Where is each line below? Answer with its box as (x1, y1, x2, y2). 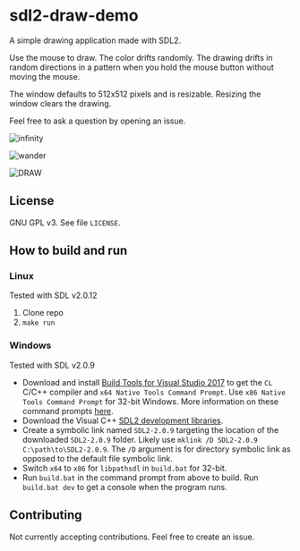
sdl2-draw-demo (9, 5, 139, 26)
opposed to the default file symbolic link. (21, 453, 173, 463)
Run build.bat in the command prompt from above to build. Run (21, 471, 259, 483)
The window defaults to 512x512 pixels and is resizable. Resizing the (9, 89, 261, 99)
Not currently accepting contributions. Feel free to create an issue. (9, 531, 255, 542)
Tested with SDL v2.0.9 (9, 360, 96, 370)
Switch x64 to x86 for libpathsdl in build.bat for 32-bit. (21, 462, 227, 473)
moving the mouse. (9, 71, 81, 81)
